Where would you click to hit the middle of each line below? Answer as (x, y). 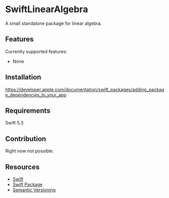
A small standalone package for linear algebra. (53, 23)
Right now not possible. (30, 151)
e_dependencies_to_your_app (36, 95)
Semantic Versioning (34, 190)
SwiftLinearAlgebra (47, 9)
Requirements (28, 111)
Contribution (26, 138)
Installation (23, 77)
